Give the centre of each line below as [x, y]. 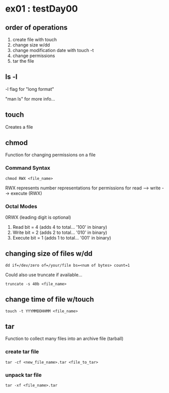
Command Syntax [28, 168]
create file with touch [35, 39]
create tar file [22, 352]
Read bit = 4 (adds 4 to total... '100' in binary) [60, 227]
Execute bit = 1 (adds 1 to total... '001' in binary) [62, 238]
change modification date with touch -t [53, 50]
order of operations [36, 28]
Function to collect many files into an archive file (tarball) [65, 338]
